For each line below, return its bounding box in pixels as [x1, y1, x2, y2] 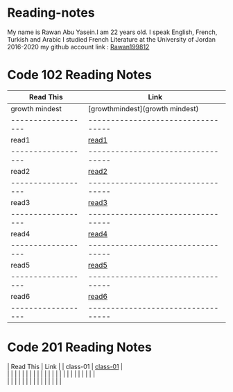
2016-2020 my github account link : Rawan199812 [7, 42, 150, 51]
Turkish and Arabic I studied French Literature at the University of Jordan [7, 35, 216, 43]
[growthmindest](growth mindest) [87, 104, 199, 113]
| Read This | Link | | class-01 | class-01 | [7, 362, 123, 370]
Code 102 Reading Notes [7, 67, 153, 83]
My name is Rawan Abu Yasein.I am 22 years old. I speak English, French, [7, 28, 218, 36]
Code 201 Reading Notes [7, 339, 153, 355]
